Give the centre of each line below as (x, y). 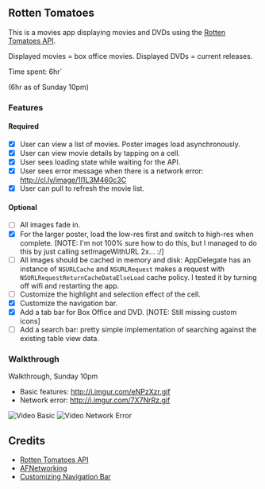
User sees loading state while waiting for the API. (100, 162)
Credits (27, 440)
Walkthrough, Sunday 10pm (53, 376)
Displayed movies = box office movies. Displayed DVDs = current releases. (131, 56)
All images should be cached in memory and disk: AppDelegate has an (135, 260)
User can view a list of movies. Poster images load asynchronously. (130, 144)
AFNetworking (43, 468)
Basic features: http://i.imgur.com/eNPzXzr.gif (95, 392)
